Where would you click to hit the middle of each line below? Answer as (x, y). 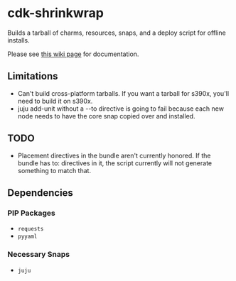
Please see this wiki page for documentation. (73, 54)
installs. (18, 40)
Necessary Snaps (38, 255)
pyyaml (27, 237)
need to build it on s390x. (55, 101)
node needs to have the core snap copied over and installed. (106, 116)
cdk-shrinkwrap (56, 13)
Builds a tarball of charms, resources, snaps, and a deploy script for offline (117, 33)
